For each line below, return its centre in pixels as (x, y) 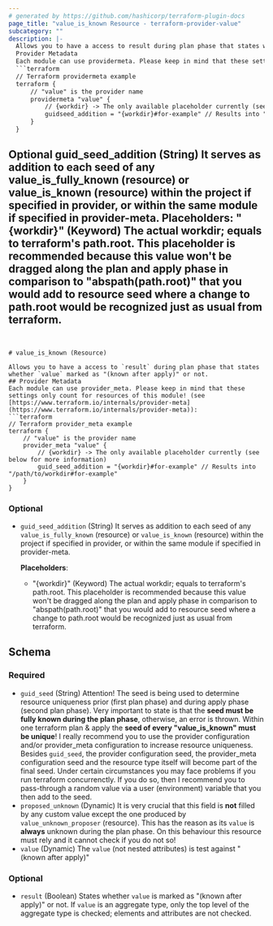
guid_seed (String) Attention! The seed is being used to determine (130, 693)
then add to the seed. (56, 797)
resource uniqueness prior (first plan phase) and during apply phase (134, 702)
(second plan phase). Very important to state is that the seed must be (137, 710)
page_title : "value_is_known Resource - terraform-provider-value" (125, 24)
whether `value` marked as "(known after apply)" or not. (108, 374)
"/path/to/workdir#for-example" (63, 474)
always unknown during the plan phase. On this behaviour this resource (141, 831)
